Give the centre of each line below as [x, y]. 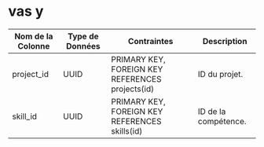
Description [225, 41]
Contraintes [151, 41]
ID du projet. [220, 74]
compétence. [222, 121]
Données [83, 46]
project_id [31, 74]
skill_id [25, 116]
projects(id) [133, 89]
